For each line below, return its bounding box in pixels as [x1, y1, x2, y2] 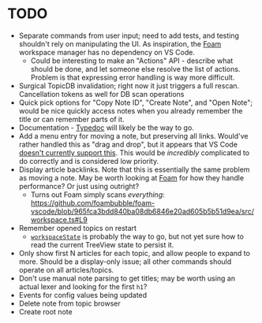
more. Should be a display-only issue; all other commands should [18, 257, 232, 266]
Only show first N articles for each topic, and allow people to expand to [18, 248, 250, 258]
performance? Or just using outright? [18, 181, 140, 191]
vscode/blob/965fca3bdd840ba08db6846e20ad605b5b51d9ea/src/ [30, 206, 254, 216]
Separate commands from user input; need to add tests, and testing [18, 31, 240, 40]
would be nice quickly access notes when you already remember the [18, 106, 243, 115]
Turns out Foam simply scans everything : [30, 190, 165, 199]
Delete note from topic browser [18, 299, 121, 308]
